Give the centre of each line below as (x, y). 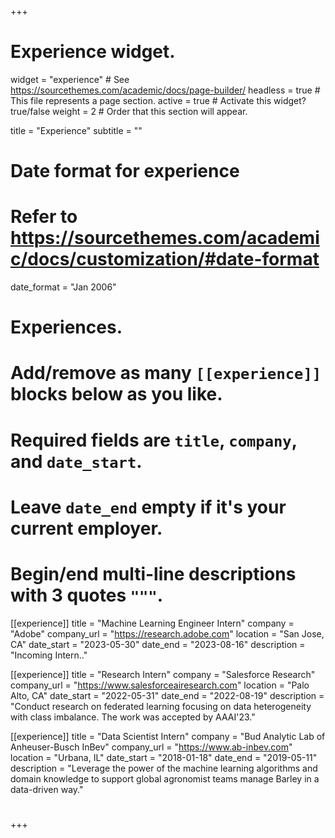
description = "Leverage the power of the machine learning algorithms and (164, 768)
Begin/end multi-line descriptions (153, 574)
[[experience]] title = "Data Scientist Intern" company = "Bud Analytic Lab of (168, 736)
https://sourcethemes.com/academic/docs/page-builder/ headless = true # (165, 90)
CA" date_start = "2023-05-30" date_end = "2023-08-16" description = (158, 644)
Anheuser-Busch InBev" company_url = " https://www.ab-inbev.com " (151, 747)
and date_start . (76, 461)
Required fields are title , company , (154, 440)
